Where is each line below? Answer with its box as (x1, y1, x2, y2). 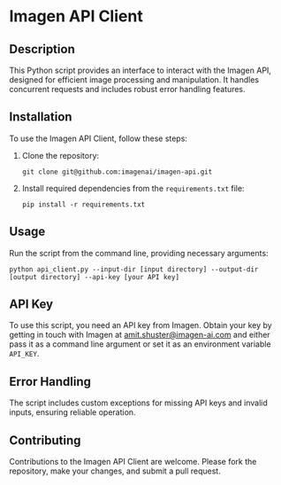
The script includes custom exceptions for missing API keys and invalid (9, 397, 268, 409)
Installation (9, 109, 72, 125)
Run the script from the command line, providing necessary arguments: (9, 247, 269, 258)
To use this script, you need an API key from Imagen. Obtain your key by (9, 320, 272, 331)
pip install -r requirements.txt (21, 199, 146, 209)
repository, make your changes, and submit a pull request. (9, 465, 221, 476)
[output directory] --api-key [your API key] (9, 272, 179, 281)
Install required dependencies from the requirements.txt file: (21, 183, 245, 193)
